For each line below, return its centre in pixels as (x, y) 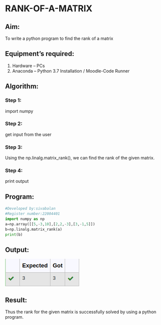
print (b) (14, 234)
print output (17, 181)
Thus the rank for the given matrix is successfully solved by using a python (81, 312)
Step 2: (14, 124)
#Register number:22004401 (33, 214)
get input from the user (28, 134)
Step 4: (14, 171)
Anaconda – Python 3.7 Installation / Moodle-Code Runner (71, 71)
